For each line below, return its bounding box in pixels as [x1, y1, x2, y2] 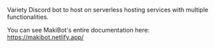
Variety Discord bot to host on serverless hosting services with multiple [7, 6, 209, 14]
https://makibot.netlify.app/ [7, 33, 84, 41]
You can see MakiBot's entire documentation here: [7, 26, 150, 34]
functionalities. [7, 13, 49, 21]
